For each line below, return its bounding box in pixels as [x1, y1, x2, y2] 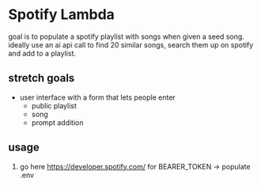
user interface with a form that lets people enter [19, 93, 176, 102]
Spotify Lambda [8, 6, 115, 24]
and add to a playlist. [8, 48, 77, 58]
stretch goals [8, 71, 75, 85]
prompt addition [31, 117, 84, 127]
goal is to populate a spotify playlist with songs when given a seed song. [8, 32, 245, 41]
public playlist [31, 101, 78, 110]
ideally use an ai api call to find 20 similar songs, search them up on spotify [8, 40, 254, 49]
